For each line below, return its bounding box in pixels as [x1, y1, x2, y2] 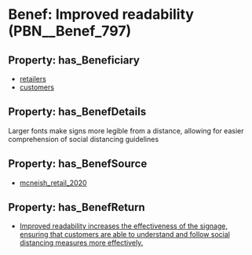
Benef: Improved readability [8, 5, 195, 24]
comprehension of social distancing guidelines [8, 134, 159, 144]
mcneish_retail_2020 [19, 178, 88, 188]
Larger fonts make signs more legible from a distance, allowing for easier [8, 126, 244, 135]
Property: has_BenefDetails [8, 105, 147, 118]
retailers [19, 75, 47, 83]
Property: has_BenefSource [8, 157, 148, 170]
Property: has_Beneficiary [8, 53, 140, 67]
